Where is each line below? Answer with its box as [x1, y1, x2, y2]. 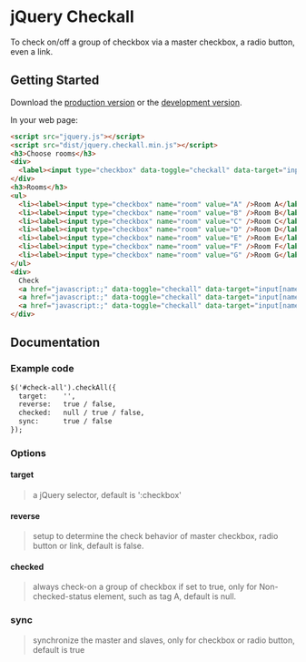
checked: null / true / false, [18, 408, 145, 418]
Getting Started [10, 73, 100, 88]
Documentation [10, 335, 101, 351]
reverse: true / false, [18, 400, 117, 409]
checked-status [32, 591, 92, 602]
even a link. [10, 46, 54, 56]
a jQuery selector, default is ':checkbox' [32, 490, 183, 501]
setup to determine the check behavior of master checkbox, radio [32, 531, 279, 542]
